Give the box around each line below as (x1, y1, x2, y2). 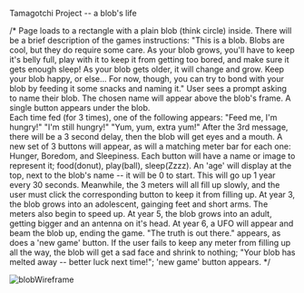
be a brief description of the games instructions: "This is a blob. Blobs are (9, 35, 285, 45)
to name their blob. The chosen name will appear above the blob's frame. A (9, 93, 291, 103)
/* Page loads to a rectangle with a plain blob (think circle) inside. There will (9, 25, 292, 35)
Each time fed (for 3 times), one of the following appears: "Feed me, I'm (9, 112, 278, 122)
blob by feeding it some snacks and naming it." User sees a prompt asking (9, 83, 288, 93)
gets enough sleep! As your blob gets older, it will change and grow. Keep (9, 63, 284, 74)
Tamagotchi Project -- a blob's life (9, 8, 138, 18)
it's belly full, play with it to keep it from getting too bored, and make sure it (9, 54, 289, 64)
